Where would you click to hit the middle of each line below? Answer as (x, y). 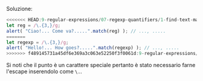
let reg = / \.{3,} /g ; (34, 25)
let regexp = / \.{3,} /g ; (37, 42)
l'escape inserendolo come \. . (44, 71)
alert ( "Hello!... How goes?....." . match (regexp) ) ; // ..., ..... (93, 48)
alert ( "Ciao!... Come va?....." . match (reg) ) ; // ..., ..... (86, 31)
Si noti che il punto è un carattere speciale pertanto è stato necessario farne (101, 65)
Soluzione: (20, 9)
